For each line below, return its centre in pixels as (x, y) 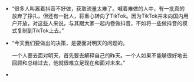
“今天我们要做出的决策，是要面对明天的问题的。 (70, 43)
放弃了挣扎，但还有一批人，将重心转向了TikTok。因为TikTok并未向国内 (98, 16)
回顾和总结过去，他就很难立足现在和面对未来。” (68, 63)
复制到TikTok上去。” (40, 30)
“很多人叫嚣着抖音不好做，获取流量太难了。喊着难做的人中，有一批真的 (98, 8)
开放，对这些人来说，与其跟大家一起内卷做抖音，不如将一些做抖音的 (100, 23)
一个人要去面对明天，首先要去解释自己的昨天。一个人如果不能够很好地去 (99, 55)
